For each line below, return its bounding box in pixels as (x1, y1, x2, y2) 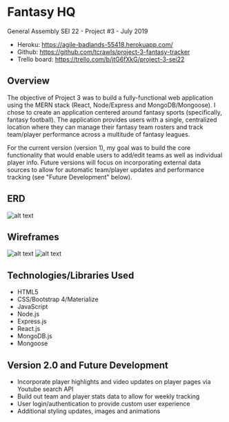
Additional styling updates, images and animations (17, 407, 161, 415)
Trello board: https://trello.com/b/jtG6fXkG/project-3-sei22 (17, 55, 185, 63)
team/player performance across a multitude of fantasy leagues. (7, 130, 190, 138)
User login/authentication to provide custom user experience (17, 400, 190, 407)
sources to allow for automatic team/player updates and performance (7, 165, 205, 173)
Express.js (17, 317, 47, 325)
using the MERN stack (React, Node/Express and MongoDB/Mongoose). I (7, 101, 216, 109)
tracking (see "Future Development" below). (7, 173, 132, 181)
